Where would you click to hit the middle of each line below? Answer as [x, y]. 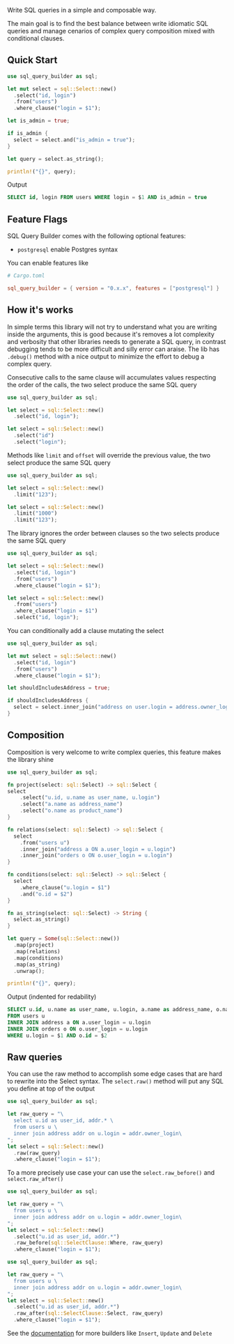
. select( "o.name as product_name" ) [71, 811]
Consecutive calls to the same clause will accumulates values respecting [112, 377]
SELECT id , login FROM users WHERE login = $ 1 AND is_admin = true [107, 198]
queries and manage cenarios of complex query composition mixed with [111, 31]
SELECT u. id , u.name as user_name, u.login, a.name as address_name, [110, 1010]
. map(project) [34, 945]
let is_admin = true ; [39, 121]
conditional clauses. [36, 38]
